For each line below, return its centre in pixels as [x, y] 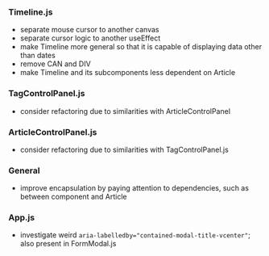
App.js [21, 218]
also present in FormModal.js [68, 244]
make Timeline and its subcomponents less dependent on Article [128, 73]
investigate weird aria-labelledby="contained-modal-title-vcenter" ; [135, 235]
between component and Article [73, 197]
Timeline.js [31, 12]
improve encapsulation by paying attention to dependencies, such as [134, 188]
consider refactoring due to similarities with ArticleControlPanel [125, 111]
